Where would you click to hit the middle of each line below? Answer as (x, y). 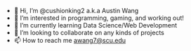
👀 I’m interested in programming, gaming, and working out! (99, 18)
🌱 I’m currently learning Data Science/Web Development (95, 25)
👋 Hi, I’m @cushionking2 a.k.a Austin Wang (76, 11)
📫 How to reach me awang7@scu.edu (70, 40)
